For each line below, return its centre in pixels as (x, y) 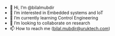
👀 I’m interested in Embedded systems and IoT (57, 13)
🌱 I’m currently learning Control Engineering (54, 18)
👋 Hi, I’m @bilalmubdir (32, 8)
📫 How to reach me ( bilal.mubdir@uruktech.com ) (60, 28)
